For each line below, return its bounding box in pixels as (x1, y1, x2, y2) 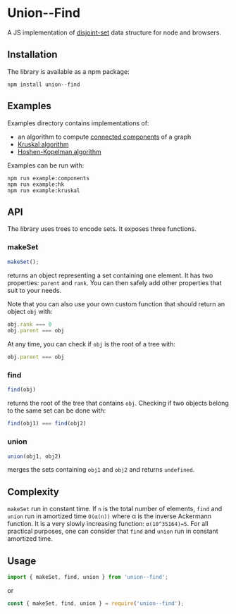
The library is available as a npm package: (7, 67, 130, 75)
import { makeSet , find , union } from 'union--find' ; (7, 574, 169, 581)
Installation (7, 49, 58, 61)
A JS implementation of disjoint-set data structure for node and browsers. (7, 28, 222, 37)
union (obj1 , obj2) (7, 453, 61, 460)
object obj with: (7, 307, 53, 315)
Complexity (7, 486, 60, 498)
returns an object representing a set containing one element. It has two (7, 271, 213, 280)
